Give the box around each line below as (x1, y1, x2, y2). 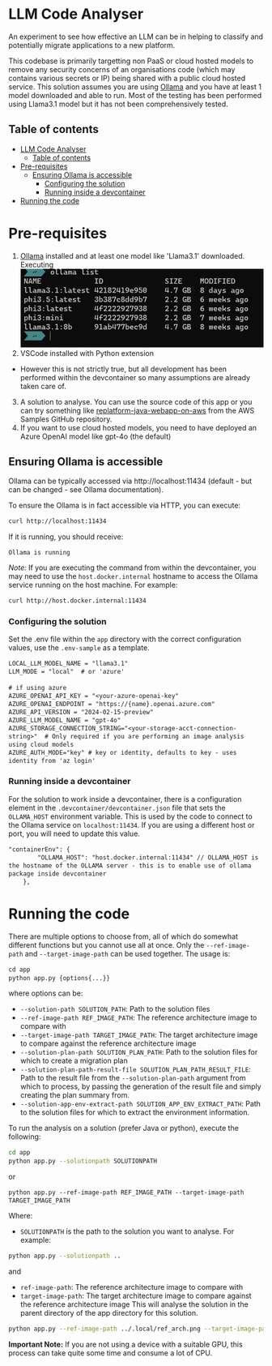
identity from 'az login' (8, 757, 96, 765)
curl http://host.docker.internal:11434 (8, 597, 147, 605)
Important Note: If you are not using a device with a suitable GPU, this (8, 1339, 243, 1349)
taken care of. (19, 381, 66, 391)
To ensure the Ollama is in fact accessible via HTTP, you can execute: (8, 500, 241, 511)
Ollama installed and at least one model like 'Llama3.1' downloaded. (19, 251, 245, 260)
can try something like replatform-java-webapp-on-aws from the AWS (19, 405, 255, 415)
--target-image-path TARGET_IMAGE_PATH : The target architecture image (19, 1030, 258, 1040)
